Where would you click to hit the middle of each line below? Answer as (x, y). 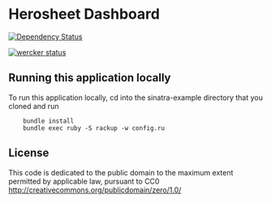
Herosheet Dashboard (84, 14)
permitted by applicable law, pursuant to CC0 (84, 181)
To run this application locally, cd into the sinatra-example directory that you (136, 97)
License (29, 153)
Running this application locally (90, 78)
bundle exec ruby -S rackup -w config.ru (94, 128)
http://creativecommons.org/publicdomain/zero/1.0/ (95, 190)
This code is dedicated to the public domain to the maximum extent (121, 172)
